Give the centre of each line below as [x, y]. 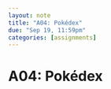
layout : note [30, 15]
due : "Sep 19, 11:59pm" [47, 30]
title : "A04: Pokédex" [45, 23]
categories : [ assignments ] [52, 37]
